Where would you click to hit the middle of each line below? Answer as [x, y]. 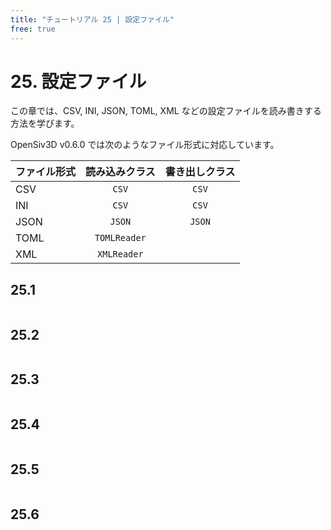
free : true [33, 29]
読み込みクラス [120, 172]
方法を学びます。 [45, 123]
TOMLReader [120, 238]
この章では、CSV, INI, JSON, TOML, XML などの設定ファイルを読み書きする [166, 111]
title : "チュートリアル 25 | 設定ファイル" [92, 19]
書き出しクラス [200, 172]
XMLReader [120, 254]
